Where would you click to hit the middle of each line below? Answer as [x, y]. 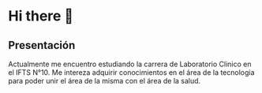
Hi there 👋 [41, 16]
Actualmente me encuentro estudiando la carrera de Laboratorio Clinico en [130, 64]
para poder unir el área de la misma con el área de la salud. [105, 81]
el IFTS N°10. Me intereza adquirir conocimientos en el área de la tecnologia [131, 73]
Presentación [42, 45]
